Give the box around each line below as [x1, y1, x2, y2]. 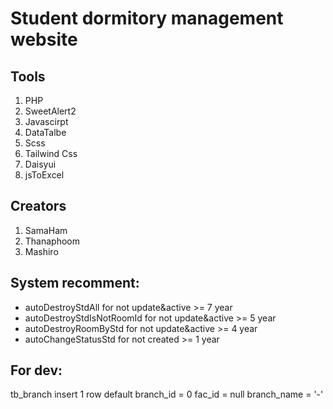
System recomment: [10, 275, 140, 292]
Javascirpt [24, 116, 69, 127]
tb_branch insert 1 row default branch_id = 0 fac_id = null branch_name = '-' [10, 388, 324, 401]
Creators [10, 198, 67, 215]
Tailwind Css [24, 148, 78, 159]
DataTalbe [24, 127, 67, 138]
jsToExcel [24, 169, 65, 181]
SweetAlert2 [24, 105, 77, 117]
